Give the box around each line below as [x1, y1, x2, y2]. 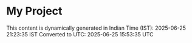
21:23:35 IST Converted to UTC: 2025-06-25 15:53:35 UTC [6, 30, 154, 38]
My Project [6, 4, 63, 18]
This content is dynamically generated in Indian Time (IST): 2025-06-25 [6, 24, 187, 31]
